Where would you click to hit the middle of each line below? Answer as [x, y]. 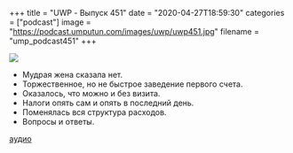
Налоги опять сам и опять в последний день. [108, 103]
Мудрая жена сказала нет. [72, 75]
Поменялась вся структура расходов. [94, 112]
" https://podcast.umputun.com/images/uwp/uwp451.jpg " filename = [135, 31]
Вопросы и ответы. [58, 122]
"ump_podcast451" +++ [53, 41]
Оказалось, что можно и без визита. [91, 93]
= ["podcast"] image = [50, 22]
